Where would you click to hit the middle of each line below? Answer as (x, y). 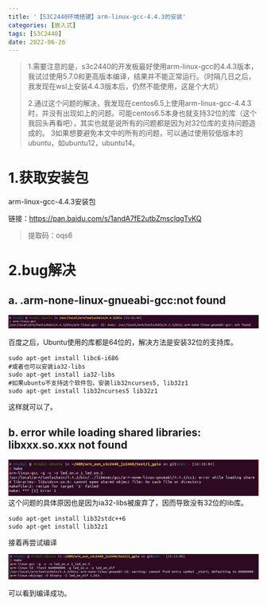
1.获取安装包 (48, 178)
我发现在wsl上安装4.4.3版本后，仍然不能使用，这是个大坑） (125, 87)
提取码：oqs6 (50, 235)
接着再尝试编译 (33, 543)
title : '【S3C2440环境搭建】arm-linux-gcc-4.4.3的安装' (97, 17)
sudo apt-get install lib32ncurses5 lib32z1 (83, 391)
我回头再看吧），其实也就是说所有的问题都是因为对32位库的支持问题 (138, 123)
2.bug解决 (42, 271)
